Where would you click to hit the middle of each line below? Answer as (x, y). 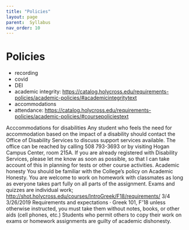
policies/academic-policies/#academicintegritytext (76, 98)
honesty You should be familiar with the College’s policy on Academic (90, 171)
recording (26, 73)
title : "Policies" (28, 11)
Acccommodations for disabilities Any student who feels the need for (89, 128)
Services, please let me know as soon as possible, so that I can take (88, 159)
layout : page (22, 17)
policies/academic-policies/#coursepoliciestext (71, 116)
